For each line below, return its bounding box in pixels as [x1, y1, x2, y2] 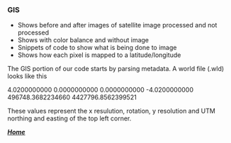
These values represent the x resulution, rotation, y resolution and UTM [7, 107, 216, 116]
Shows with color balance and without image [17, 36, 150, 44]
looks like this [7, 72, 47, 80]
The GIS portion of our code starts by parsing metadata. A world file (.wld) [7, 65, 225, 73]
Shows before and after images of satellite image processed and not [17, 21, 218, 30]
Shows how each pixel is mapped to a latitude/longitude [17, 51, 181, 59]
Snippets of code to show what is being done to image [17, 44, 177, 52]
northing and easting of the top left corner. [7, 114, 132, 123]
